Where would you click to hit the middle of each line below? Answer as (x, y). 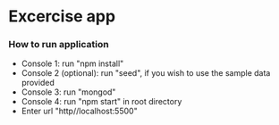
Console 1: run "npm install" (72, 63)
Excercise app (62, 17)
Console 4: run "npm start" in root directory (101, 102)
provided (38, 83)
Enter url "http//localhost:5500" (79, 111)
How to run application (59, 45)
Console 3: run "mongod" (68, 92)
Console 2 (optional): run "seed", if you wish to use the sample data (146, 73)
